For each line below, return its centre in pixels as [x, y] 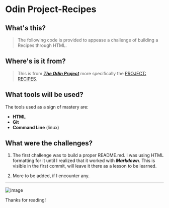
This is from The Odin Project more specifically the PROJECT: [82, 73]
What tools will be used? [45, 95]
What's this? [26, 28]
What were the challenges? [49, 143]
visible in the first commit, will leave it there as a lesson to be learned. [84, 166]
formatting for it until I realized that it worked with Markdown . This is [84, 161]
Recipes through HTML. [42, 45]
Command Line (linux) [36, 127]
